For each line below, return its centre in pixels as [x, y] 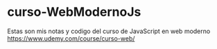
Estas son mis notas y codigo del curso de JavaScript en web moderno [109, 31]
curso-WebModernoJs [74, 12]
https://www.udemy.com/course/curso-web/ [71, 38]
